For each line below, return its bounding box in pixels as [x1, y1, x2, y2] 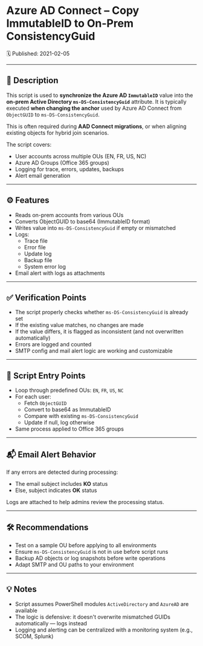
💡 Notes [6, 584, 37, 594]
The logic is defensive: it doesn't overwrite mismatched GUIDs [14, 613, 171, 621]
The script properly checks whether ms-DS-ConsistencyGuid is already [14, 309, 188, 316]
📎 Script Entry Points [6, 371, 86, 381]
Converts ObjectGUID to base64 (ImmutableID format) [14, 218, 150, 225]
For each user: [14, 393, 51, 400]
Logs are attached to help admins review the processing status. [6, 499, 164, 505]
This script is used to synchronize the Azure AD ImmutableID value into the [6, 92, 193, 99]
